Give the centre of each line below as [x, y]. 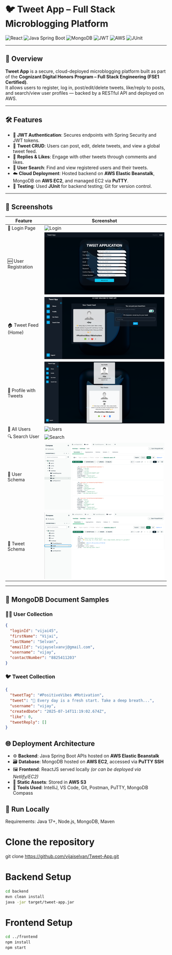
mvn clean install [25, 897]
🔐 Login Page [21, 228]
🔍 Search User [23, 436]
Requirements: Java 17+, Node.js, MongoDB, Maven [60, 821]
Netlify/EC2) [26, 777]
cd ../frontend [21, 937]
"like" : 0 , [21, 717]
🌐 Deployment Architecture [50, 743]
